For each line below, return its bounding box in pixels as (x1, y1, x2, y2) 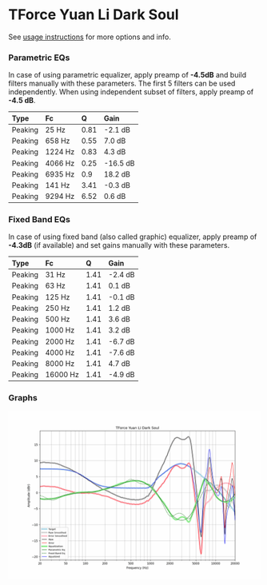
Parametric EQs (8, 52, 70, 63)
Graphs (8, 392, 38, 403)
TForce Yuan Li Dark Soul (8, 6, 179, 24)
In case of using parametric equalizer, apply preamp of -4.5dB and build (8, 70, 247, 80)
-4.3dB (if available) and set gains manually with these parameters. (8, 241, 230, 250)
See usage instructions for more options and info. (8, 32, 172, 42)
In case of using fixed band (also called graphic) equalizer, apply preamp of (8, 232, 257, 241)
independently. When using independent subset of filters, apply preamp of (8, 87, 254, 97)
